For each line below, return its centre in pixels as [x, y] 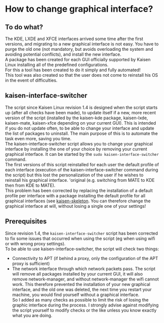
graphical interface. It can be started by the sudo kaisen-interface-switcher [82, 154]
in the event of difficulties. [31, 80]
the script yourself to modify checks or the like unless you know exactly [84, 310]
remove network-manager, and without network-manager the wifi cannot [85, 279]
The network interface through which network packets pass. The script [84, 269]
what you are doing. [32, 315]
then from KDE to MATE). [30, 185]
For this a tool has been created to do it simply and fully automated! [73, 70]
